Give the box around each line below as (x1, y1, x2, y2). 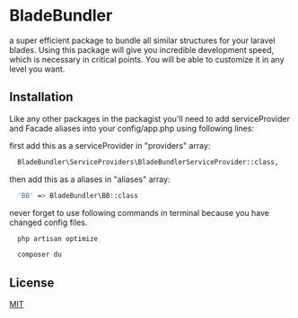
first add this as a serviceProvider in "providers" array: (9, 140, 211, 150)
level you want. (9, 64, 66, 74)
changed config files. (9, 217, 88, 228)
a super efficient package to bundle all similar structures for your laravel (9, 35, 276, 46)
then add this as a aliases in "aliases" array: (9, 174, 171, 185)
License (9, 275, 55, 290)
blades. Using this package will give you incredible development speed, (9, 44, 275, 55)
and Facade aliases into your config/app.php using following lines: (9, 123, 254, 133)
